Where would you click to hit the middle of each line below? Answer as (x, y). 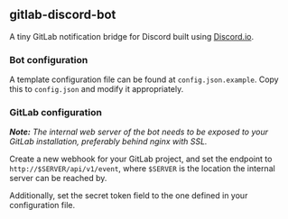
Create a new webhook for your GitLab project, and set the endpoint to (141, 159)
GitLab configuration (56, 113)
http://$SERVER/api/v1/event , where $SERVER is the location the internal (142, 169)
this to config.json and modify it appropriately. (97, 89)
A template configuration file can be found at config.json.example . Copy (144, 79)
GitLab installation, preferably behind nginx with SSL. (108, 141)
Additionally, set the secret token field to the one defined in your (129, 196)
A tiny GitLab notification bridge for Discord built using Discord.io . (132, 36)
